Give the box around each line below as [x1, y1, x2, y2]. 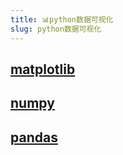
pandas [10, 129, 58, 146]
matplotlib [10, 61, 76, 78]
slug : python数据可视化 [10, 24, 102, 34]
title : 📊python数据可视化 [10, 14, 114, 25]
